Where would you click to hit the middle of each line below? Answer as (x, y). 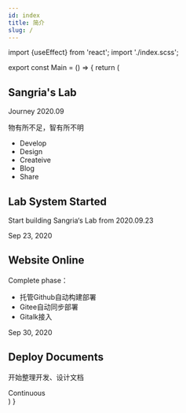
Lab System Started (58, 201)
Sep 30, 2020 (30, 332)
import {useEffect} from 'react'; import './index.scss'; (93, 53)
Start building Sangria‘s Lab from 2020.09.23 (81, 220)
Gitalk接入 (36, 316)
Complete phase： (38, 280)
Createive (35, 160)
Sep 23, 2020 (30, 236)
